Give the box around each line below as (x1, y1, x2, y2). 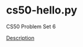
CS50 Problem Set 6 (6, 23, 56, 30)
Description (6, 34, 34, 41)
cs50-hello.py (6, 4, 78, 17)
